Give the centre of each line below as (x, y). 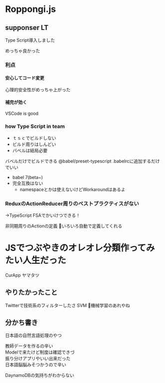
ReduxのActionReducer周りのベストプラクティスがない (72, 203)
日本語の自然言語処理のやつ (34, 336)
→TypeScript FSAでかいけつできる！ (43, 215)
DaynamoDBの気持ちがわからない (40, 376)
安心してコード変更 (25, 78)
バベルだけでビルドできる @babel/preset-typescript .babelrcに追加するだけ (82, 161)
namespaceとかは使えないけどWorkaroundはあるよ (73, 189)
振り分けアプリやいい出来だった (38, 359)
